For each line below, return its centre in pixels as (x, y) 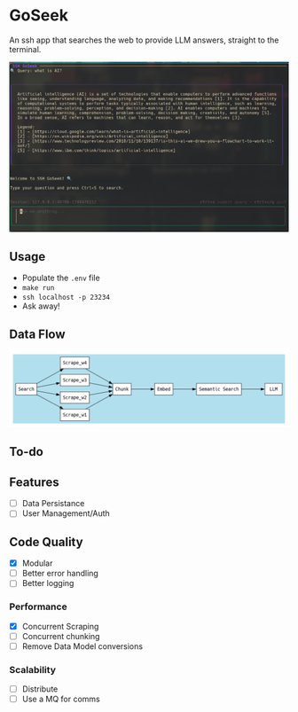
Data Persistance (53, 504)
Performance (39, 606)
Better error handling (60, 574)
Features (34, 482)
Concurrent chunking (61, 636)
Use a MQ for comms (61, 699)
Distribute (40, 689)
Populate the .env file (61, 278)
